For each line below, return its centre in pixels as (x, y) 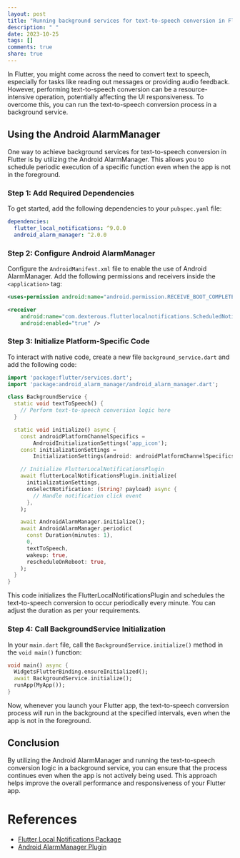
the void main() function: (45, 652)
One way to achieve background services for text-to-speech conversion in (117, 151)
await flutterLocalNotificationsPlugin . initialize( (99, 476)
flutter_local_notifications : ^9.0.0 (70, 228)
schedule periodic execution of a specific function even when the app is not (119, 167)
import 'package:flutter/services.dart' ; (70, 378)
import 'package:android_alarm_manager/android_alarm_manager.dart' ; (113, 384)
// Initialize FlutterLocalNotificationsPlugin (92, 469)
